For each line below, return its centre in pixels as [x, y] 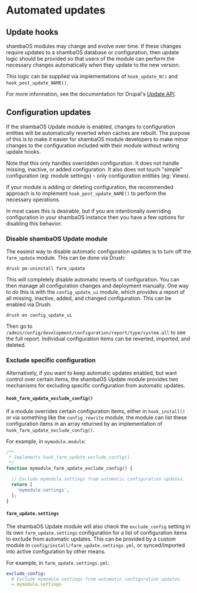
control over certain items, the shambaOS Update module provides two [92, 379]
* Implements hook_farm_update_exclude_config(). [71, 458]
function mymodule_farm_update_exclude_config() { [69, 469]
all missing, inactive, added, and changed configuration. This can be [89, 299]
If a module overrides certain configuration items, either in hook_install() [96, 411]
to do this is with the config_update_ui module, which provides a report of [96, 292]
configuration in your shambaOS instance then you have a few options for [96, 217]
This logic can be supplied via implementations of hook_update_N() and [92, 76]
